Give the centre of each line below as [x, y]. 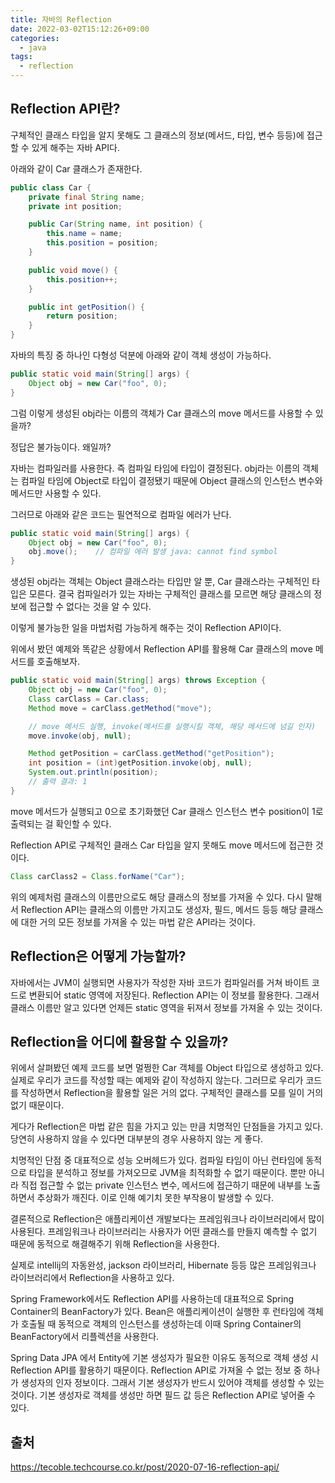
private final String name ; [86, 197]
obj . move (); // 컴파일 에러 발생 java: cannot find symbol [153, 552]
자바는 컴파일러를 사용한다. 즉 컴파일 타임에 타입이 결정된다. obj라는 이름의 [155, 468]
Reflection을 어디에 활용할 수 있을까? [119, 1041]
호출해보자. [58, 662]
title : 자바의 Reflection [61, 19]
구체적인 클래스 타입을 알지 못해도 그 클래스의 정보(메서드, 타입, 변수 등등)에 [157, 135]
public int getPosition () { [86, 307]
